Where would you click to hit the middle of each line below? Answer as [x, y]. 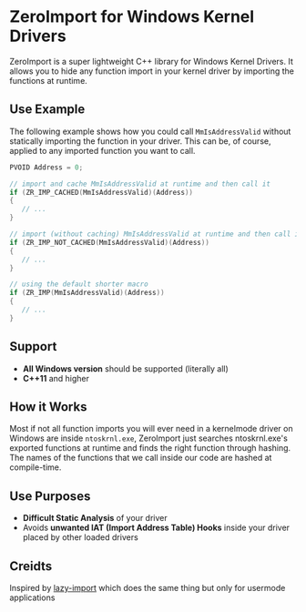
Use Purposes [50, 496]
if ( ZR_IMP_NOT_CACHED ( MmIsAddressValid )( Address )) [109, 242]
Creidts [31, 566]
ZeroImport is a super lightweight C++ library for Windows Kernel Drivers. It [151, 61]
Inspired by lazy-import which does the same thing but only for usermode [148, 588]
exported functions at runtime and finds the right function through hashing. [150, 448]
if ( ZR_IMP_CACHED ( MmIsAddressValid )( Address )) [102, 192]
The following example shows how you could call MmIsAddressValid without [150, 131]
